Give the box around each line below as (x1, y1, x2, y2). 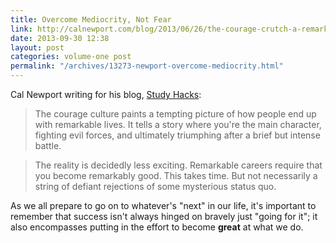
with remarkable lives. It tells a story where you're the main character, (34, 119, 322, 130)
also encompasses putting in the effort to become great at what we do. (10, 221, 304, 233)
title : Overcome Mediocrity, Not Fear (10, 14, 172, 25)
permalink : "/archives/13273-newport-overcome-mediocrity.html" (10, 61, 284, 71)
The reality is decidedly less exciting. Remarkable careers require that (34, 159, 323, 171)
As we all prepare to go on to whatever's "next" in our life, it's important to (10, 200, 317, 211)
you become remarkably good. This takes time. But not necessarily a (34, 170, 318, 181)
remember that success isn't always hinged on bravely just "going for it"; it (10, 211, 318, 222)
